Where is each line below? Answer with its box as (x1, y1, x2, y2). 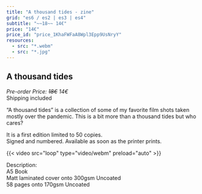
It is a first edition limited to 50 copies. (6, 131, 103, 138)
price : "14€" (6, 26, 40, 32)
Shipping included (6, 94, 52, 102)
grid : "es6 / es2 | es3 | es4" (6, 15, 86, 21)
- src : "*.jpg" (12, 49, 51, 55)
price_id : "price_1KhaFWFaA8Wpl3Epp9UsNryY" (6, 32, 122, 38)
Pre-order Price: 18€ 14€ (6, 88, 69, 95)
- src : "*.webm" (12, 43, 53, 50)
